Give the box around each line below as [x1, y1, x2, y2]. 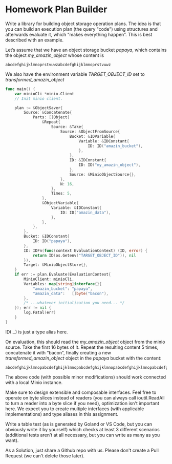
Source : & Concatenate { [24, 110, 72, 115]
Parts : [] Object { [32, 115, 70, 120]
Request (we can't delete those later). [5, 452, 85, 459]
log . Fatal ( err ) [24, 310, 56, 315]
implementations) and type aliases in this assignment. [5, 411, 119, 417]
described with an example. [5, 37, 64, 43]
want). [5, 437, 19, 444]
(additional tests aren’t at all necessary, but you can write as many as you [5, 432, 160, 438]
